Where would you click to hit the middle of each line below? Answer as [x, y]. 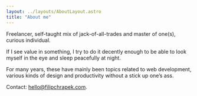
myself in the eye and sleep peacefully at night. [63, 58]
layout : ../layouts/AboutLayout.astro [54, 11]
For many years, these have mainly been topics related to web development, [99, 69]
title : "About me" [29, 17]
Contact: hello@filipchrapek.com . [47, 87]
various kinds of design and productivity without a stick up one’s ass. [90, 75]
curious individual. [29, 40]
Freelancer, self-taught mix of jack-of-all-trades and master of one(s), [91, 34]
